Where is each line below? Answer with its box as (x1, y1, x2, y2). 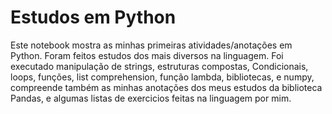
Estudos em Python (10, 6, 177, 29)
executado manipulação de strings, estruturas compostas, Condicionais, (10, 60, 309, 72)
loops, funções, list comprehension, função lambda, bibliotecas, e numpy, (10, 71, 315, 83)
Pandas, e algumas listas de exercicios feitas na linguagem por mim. (10, 92, 292, 104)
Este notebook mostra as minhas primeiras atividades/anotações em (10, 39, 293, 51)
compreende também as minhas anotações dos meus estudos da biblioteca (10, 81, 323, 93)
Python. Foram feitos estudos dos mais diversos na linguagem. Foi (10, 49, 284, 61)
